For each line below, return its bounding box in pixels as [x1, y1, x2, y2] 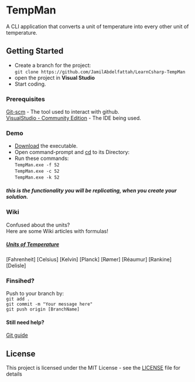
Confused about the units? [6, 221, 70, 228]
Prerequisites [6, 95, 45, 103]
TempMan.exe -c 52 [14, 168, 60, 175]
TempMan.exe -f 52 [14, 162, 60, 168]
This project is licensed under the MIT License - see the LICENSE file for [6, 364, 180, 371]
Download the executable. [14, 142, 78, 149]
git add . [6, 296, 30, 302]
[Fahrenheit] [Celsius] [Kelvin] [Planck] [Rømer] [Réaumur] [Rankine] [6, 255, 172, 262]
